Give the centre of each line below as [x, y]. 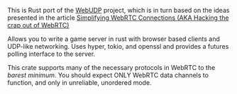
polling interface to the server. [51, 54]
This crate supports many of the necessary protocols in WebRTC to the [111, 67]
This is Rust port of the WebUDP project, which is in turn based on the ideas [118, 10]
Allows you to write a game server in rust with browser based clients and [114, 39]
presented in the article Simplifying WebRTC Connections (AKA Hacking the [118, 18]
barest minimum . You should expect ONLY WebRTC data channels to [108, 75]
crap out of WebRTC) [38, 25]
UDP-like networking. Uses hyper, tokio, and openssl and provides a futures [118, 46]
